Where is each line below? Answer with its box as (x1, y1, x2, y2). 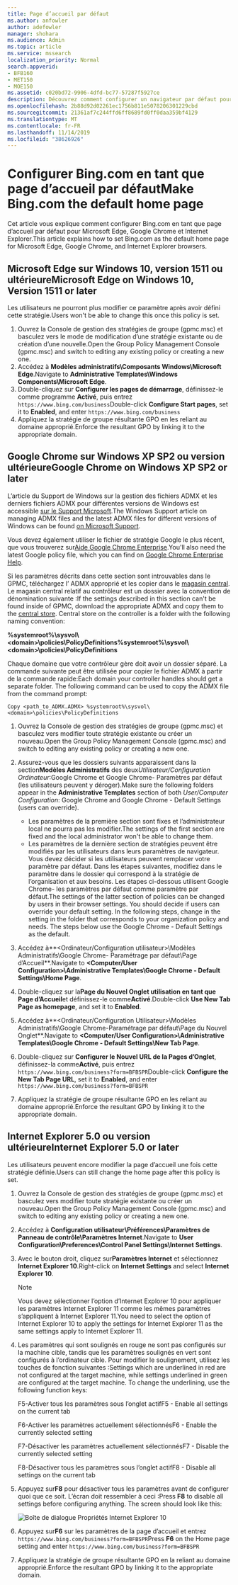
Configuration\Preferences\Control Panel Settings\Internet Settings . (17, 1240, 223, 1249)
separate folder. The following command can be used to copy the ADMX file (7, 681, 229, 691)
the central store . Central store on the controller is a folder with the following (7, 609, 230, 618)
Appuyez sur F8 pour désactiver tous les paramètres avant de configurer (17, 1484, 229, 1493)
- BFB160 (7, 69, 33, 76)
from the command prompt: (7, 689, 88, 698)
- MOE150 (7, 83, 33, 90)
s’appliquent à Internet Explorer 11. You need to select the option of (17, 1312, 211, 1320)
